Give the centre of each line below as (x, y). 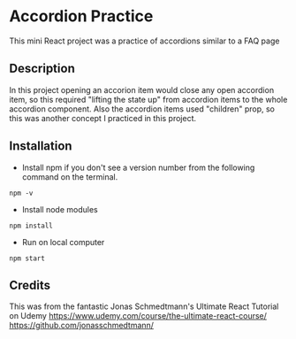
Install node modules (60, 209)
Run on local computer (63, 242)
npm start (27, 258)
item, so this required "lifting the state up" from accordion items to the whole (148, 99)
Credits (30, 285)
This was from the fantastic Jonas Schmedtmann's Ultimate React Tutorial (144, 306)
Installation (41, 146)
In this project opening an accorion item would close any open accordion (142, 89)
